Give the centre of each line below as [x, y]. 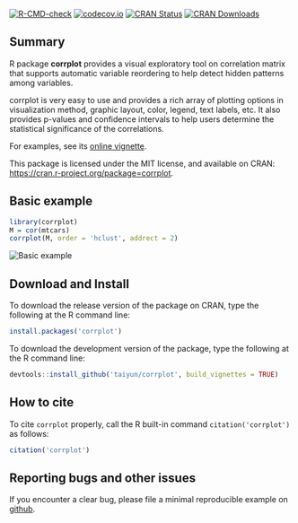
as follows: [29, 433]
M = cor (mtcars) [39, 230]
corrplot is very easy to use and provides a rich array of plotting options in [147, 100]
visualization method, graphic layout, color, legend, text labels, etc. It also [145, 109]
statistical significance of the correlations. [87, 128]
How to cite [42, 402]
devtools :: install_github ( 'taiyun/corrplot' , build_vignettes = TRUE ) [144, 374]
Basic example [51, 201]
